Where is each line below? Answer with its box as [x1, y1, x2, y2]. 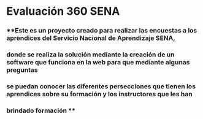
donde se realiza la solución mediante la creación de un [6, 50, 175, 59]
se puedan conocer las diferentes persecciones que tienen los [6, 82, 196, 90]
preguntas [6, 66, 38, 74]
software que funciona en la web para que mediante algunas [6, 58, 190, 67]
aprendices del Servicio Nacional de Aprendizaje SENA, [6, 34, 176, 42]
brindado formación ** [6, 106, 75, 115]
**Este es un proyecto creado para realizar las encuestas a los [6, 26, 197, 35]
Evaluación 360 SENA [6, 4, 120, 18]
